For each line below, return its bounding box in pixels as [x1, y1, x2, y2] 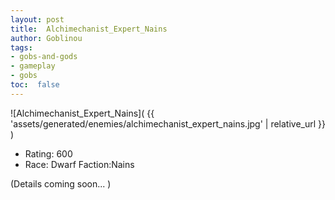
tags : [10, 42, 33, 53]
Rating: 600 [24, 147, 73, 160]
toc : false [10, 80, 60, 90]
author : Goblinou [10, 33, 83, 43]
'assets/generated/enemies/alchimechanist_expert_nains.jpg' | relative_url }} [10, 117, 326, 130]
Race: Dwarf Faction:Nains [24, 158, 135, 170]
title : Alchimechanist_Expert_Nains [10, 24, 168, 34]
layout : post [10, 14, 65, 25]
